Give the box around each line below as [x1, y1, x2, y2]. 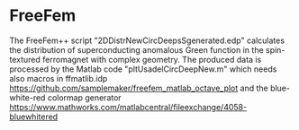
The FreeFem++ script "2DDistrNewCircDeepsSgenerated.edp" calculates [9, 35, 285, 46]
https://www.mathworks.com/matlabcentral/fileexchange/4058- [9, 101, 248, 112]
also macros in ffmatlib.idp [9, 73, 108, 83]
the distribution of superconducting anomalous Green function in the [9, 44, 264, 55]
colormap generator [47, 91, 122, 103]
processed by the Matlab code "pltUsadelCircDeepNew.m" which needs [9, 64, 277, 74]
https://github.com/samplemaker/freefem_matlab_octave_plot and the [9, 82, 268, 93]
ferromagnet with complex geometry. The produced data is [41, 54, 262, 65]
